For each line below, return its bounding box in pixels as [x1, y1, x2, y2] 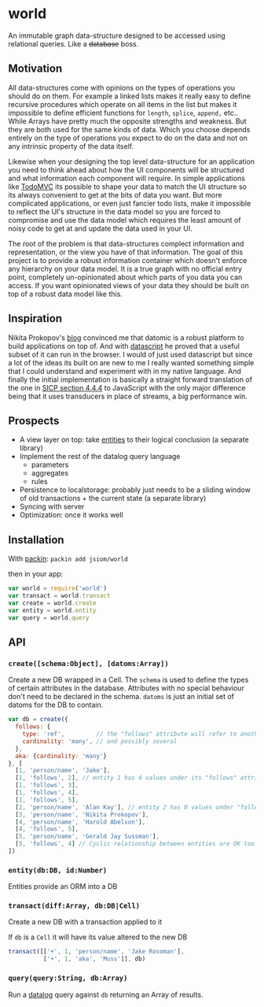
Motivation [8, 62, 63, 76]
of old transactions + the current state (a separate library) [19, 494, 207, 503]
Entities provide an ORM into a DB [8, 882, 118, 891]
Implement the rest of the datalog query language [19, 452, 181, 461]
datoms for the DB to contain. [8, 700, 104, 709]
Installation [8, 533, 64, 546]
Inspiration [8, 312, 63, 325]
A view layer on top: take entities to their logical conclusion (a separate [19, 435, 249, 445]
